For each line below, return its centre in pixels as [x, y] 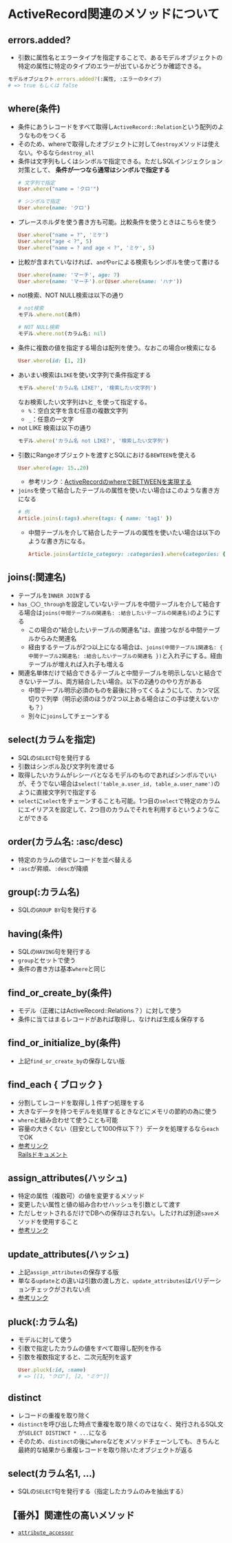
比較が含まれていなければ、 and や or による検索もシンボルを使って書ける [119, 262]
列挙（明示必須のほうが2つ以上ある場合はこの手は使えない [130, 698]
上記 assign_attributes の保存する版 [68, 1272]
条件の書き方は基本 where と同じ [62, 969]
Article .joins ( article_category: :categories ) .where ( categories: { [127, 554]
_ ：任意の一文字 [51, 419]
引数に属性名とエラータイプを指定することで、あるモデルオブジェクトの [120, 57]
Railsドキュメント [43, 1154]
